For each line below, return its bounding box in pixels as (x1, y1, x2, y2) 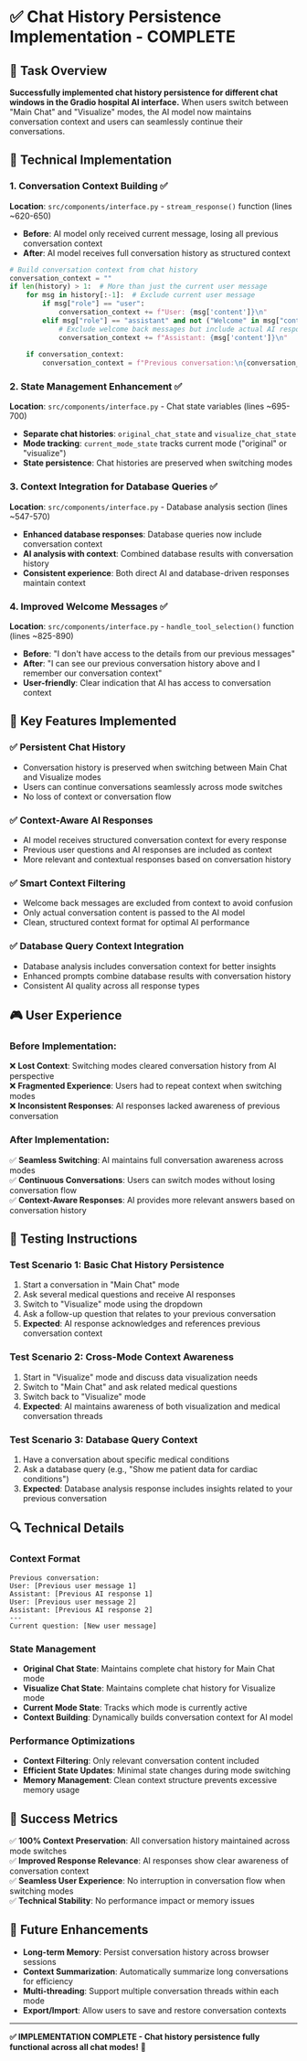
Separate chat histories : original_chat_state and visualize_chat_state (22, 428, 297, 440)
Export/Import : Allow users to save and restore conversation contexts (22, 2004, 287, 2015)
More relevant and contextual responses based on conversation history (22, 854, 291, 865)
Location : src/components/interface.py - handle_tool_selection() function (9, 621, 294, 632)
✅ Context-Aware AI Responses (9, 814, 153, 827)
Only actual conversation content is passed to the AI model (22, 907, 245, 918)
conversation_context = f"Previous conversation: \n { (42, 358, 248, 368)
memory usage (22, 1785, 80, 1796)
